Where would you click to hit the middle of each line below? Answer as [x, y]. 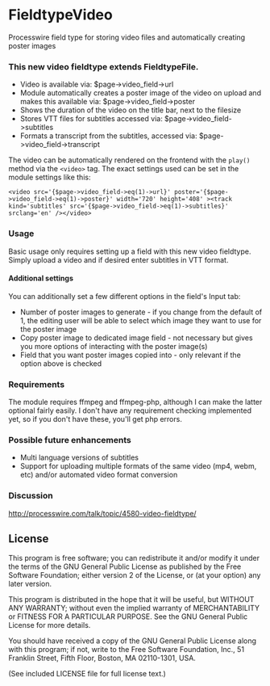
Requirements [37, 384]
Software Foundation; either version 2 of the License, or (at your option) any [135, 575]
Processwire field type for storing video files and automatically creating [127, 37]
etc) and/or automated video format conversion [99, 475]
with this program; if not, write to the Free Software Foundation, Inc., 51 [126, 650]
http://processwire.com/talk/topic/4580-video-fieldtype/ [102, 513]
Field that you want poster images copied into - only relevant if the [131, 355]
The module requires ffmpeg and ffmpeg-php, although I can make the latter [135, 402]
